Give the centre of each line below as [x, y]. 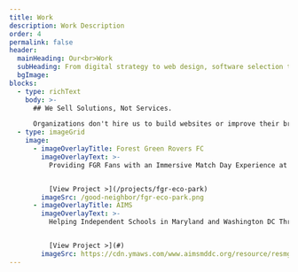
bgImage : [33, 75]
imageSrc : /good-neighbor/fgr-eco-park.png [122, 197]
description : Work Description [67, 26]
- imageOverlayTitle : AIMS [82, 206]
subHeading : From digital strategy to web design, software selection [150, 67]
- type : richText [49, 91]
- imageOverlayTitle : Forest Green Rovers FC [118, 149]
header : [24, 51]
